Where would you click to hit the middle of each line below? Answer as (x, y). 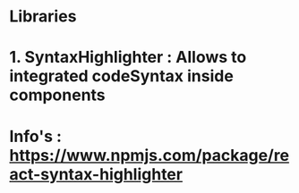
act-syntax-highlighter (96, 174)
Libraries (43, 17)
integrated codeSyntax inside (122, 76)
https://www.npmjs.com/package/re (149, 155)
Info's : (36, 136)
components (57, 95)
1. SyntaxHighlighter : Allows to (128, 58)
